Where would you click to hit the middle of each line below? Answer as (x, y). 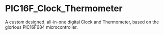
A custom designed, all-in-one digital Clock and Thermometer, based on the (82, 22)
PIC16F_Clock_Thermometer (64, 9)
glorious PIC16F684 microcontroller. (41, 27)
